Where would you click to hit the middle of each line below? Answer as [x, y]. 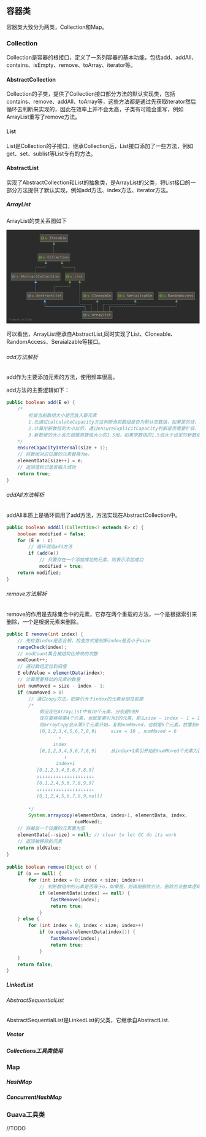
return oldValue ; [40, 848]
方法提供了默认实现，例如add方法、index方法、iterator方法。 [94, 190]
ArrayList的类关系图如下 [37, 220]
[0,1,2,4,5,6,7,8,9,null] [70, 796]
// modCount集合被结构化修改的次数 [58, 654]
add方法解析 [22, 357]
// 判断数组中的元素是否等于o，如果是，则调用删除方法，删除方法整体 [115, 887]
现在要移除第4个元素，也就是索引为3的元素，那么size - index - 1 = [117, 718]
